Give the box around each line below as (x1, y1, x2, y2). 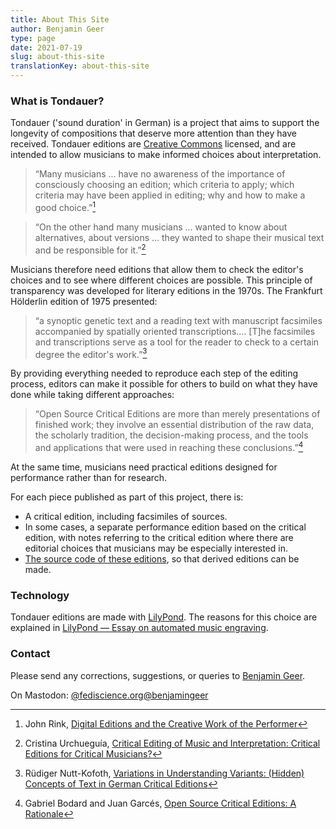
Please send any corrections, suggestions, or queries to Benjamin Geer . (10, 669, 306, 681)
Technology (10, 588, 70, 602)
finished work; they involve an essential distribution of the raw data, (34, 419, 315, 431)
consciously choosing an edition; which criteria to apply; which (34, 179, 295, 191)
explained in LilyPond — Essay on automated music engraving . (10, 622, 269, 634)
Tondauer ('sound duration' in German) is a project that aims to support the (10, 117, 320, 129)
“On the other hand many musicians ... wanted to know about (34, 221, 288, 233)
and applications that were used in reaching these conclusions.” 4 (34, 440, 304, 453)
